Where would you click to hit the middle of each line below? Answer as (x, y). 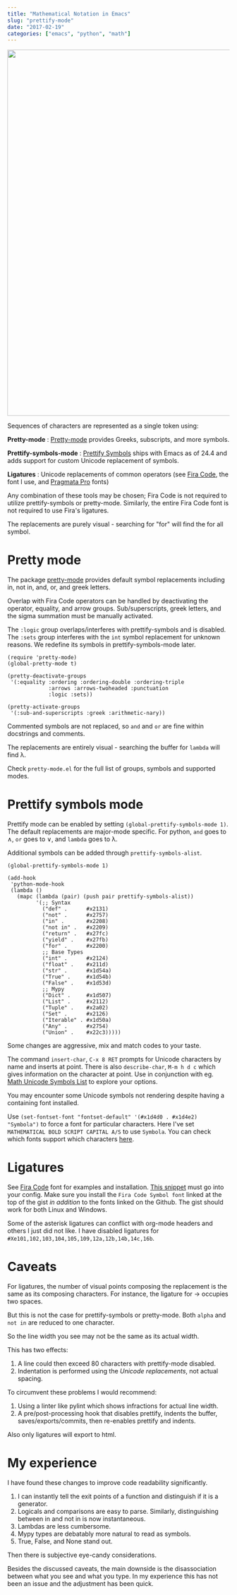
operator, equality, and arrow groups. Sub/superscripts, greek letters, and (114, 608)
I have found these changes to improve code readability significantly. (108, 1482)
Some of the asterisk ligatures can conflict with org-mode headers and (110, 1223)
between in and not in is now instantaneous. (81, 1519)
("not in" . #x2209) (75, 928)
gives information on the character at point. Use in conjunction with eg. (110, 1074)
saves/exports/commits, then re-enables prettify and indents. (107, 1421)
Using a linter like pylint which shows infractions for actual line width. (118, 1406)
